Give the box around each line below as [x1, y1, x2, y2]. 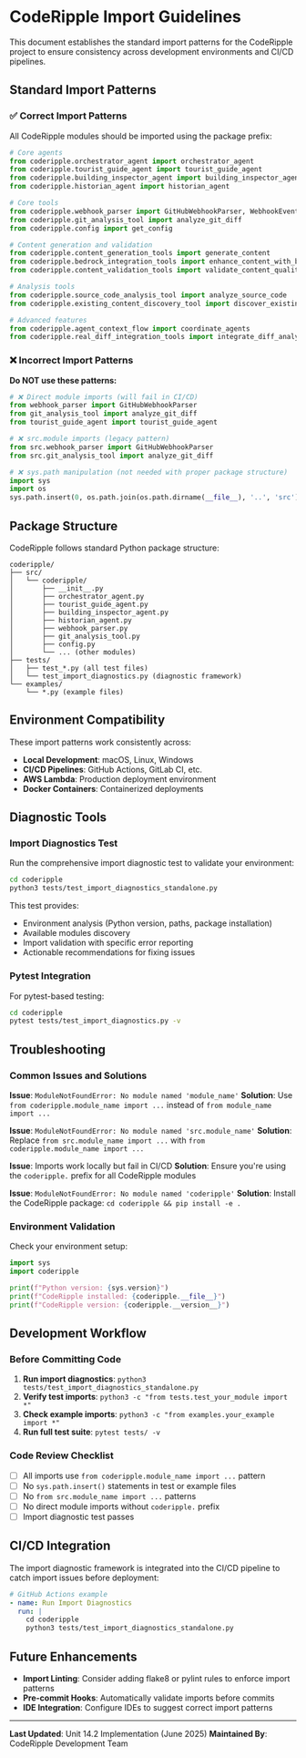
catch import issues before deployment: [9, 1572, 159, 1583]
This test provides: [9, 900, 79, 911]
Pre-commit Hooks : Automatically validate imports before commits [22, 1692, 275, 1703]
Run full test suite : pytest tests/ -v [22, 1426, 161, 1437]
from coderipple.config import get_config [9, 223, 173, 233]
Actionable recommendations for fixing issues [22, 947, 196, 958]
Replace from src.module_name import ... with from [9, 1135, 206, 1146]
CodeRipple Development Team [9, 1738, 129, 1749]
